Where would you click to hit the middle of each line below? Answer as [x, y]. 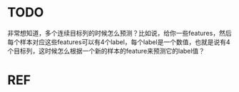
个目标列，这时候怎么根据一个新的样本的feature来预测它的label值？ [106, 51]
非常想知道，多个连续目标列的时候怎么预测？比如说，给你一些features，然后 [119, 33]
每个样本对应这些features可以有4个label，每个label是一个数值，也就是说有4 [119, 42]
